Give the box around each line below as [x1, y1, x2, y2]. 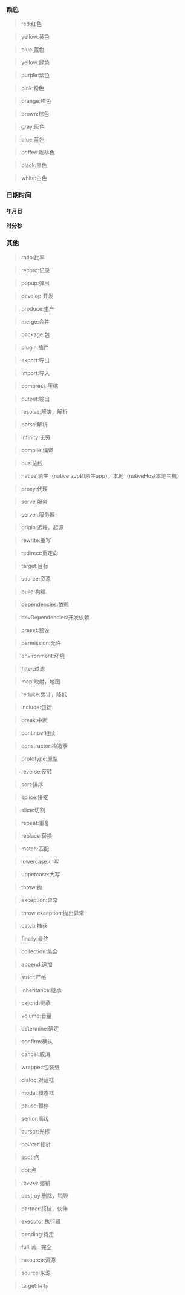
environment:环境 [21, 652, 65, 659]
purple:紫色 [21, 71, 50, 79]
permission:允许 [21, 639, 62, 647]
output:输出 [21, 395, 50, 402]
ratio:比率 [21, 253, 45, 261]
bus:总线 [21, 459, 44, 466]
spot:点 [21, 1153, 39, 1161]
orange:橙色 [21, 97, 51, 105]
